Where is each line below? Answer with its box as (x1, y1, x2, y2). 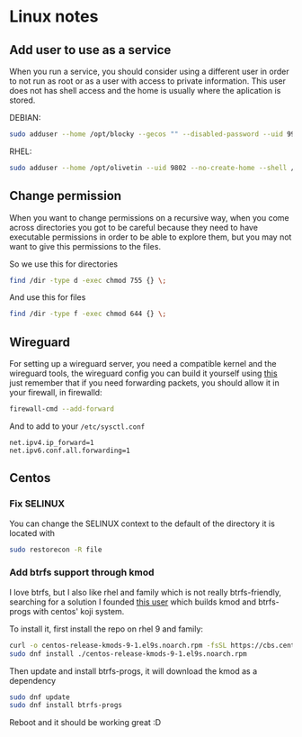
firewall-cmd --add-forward (9, 405, 115, 414)
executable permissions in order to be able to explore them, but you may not (9, 232, 292, 242)
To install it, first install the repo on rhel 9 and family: (9, 623, 204, 634)
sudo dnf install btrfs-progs (9, 701, 123, 710)
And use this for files (9, 292, 86, 303)
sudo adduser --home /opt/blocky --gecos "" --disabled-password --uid (9, 130, 283, 139)
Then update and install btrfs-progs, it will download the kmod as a (9, 665, 258, 677)
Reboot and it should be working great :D (9, 717, 162, 728)
